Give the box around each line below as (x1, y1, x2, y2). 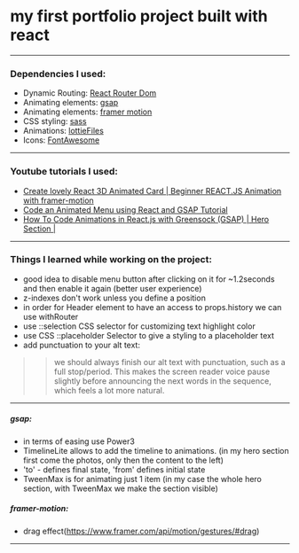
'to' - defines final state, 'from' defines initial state (22, 463, 206, 475)
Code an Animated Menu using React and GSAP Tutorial (22, 204, 229, 214)
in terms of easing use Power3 (22, 436, 136, 447)
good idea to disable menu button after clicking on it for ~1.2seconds (22, 273, 275, 284)
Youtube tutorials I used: (10, 166, 119, 178)
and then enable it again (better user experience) (22, 283, 202, 293)
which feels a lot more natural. (53, 385, 165, 395)
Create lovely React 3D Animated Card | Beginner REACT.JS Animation (22, 185, 282, 196)
